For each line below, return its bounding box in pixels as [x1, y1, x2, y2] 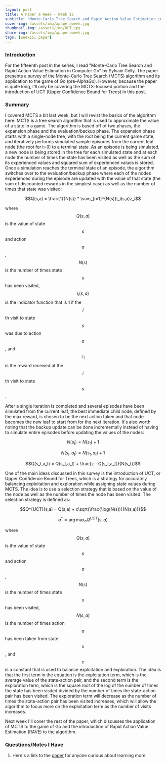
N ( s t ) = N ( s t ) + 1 [66, 439, 100, 446]
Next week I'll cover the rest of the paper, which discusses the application [5, 718, 156, 724]
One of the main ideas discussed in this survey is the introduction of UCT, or [5, 470, 161, 476]
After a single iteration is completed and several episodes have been [5, 403, 145, 409]
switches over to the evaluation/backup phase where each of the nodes [5, 170, 151, 176]
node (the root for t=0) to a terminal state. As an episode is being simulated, [5, 144, 160, 150]
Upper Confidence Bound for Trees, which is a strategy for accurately [5, 475, 147, 481]
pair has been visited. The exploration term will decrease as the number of [5, 693, 157, 699]
